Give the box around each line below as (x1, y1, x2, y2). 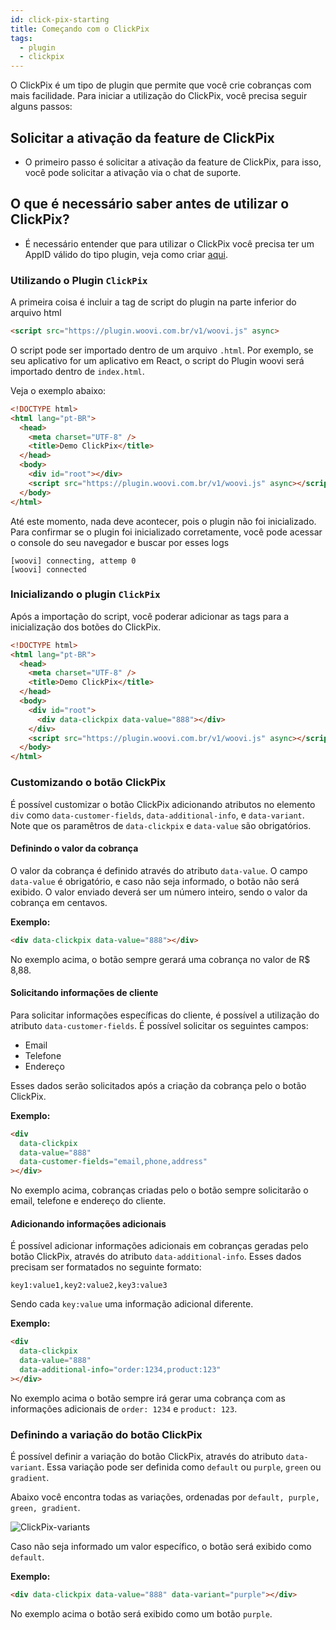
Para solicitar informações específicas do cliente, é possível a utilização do (10, 1009, 320, 1021)
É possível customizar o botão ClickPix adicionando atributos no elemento (10, 798, 316, 810)
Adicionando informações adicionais (10, 1217, 167, 1230)
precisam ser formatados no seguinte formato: (10, 1261, 202, 1273)
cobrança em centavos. (10, 896, 108, 908)
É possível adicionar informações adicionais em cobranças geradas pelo (10, 1240, 309, 1252)
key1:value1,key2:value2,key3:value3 (10, 1281, 168, 1291)
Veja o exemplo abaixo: (10, 384, 107, 396)
